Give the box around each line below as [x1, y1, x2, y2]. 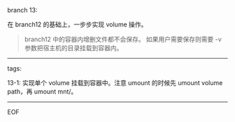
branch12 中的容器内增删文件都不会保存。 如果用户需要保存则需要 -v [24, 35, 222, 43]
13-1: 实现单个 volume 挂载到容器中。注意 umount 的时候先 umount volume [7, 79, 223, 86]
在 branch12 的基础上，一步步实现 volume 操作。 [7, 20, 148, 29]
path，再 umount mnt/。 [7, 87, 78, 96]
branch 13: [7, 6, 38, 14]
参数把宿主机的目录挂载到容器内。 [24, 44, 123, 52]
